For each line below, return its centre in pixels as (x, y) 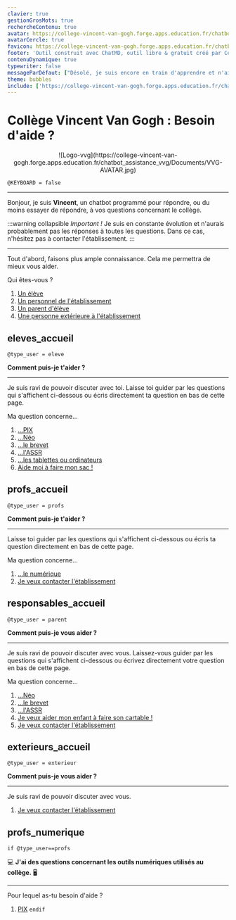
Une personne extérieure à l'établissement (79, 316)
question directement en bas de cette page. (71, 546)
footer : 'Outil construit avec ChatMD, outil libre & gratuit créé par (114, 53)
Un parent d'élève (43, 309)
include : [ (23, 86)
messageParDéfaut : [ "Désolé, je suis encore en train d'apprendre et (111, 73)
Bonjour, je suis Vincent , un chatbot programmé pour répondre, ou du (109, 203)
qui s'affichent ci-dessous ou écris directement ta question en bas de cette (116, 395)
